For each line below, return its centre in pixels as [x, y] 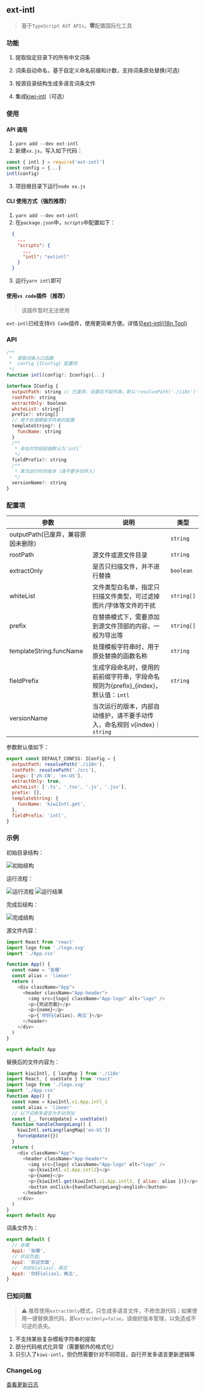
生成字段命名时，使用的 [126, 667]
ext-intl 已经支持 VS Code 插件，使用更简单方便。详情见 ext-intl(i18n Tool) [97, 323]
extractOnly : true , [37, 781]
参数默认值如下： [28, 747]
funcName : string [39, 432]
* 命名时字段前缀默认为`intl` [48, 449]
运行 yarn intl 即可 [38, 281]
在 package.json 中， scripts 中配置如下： [65, 223]
